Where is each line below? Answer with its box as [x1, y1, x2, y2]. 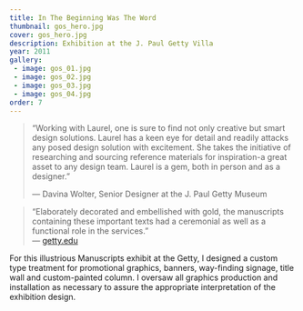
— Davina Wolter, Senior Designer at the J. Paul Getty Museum [31, 188, 268, 200]
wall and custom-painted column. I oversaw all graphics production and [9, 272, 278, 283]
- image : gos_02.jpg [13, 73, 92, 82]
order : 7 [9, 97, 43, 107]
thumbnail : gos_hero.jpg [9, 22, 104, 31]
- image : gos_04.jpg [13, 89, 92, 98]
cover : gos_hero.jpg [9, 30, 88, 39]
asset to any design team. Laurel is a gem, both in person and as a [31, 161, 280, 173]
